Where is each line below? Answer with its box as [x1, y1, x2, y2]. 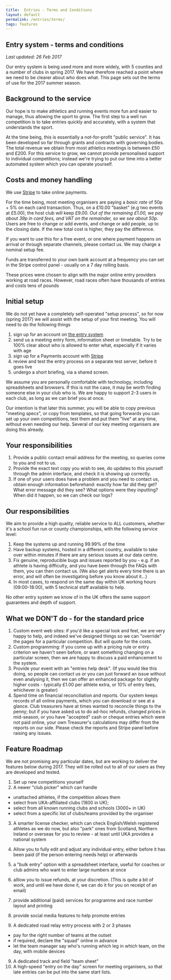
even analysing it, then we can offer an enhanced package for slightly [13, 676, 159, 682]
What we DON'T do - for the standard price [6, 614, 144, 623]
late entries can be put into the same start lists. [13, 969, 112, 975]
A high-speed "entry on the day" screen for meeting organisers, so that [13, 963, 163, 969]
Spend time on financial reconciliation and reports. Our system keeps [13, 692, 158, 698]
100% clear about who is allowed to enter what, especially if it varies [13, 342, 157, 348]
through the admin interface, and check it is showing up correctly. [13, 470, 151, 477]
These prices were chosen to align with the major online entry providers [6, 272, 156, 278]
